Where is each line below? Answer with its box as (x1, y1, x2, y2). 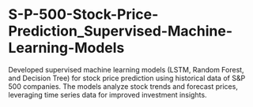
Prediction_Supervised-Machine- (8, 22, 233, 40)
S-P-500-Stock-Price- (8, 6, 159, 24)
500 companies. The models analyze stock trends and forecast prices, (8, 81, 239, 91)
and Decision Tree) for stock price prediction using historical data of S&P (8, 73, 246, 83)
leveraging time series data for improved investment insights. (8, 90, 207, 99)
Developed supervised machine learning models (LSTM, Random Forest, (8, 65, 244, 74)
